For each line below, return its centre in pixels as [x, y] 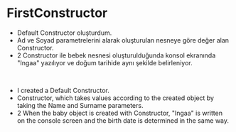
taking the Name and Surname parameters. [80, 105]
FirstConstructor [57, 13]
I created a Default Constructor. [63, 90]
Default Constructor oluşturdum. [64, 33]
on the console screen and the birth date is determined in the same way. [123, 120]
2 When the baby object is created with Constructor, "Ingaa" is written [120, 113]
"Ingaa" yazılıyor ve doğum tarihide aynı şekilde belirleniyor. [104, 62]
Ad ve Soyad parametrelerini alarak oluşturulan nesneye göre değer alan [123, 40]
